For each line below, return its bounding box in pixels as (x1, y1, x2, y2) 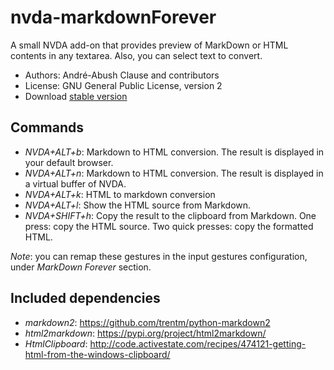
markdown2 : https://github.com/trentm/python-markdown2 (24, 316, 271, 328)
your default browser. (24, 156, 114, 168)
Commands (10, 119, 85, 136)
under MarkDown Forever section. (10, 261, 152, 273)
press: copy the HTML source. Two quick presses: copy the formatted (24, 220, 314, 232)
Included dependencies (10, 290, 161, 307)
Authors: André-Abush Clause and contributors (24, 69, 220, 81)
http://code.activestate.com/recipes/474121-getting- (89, 337, 307, 350)
